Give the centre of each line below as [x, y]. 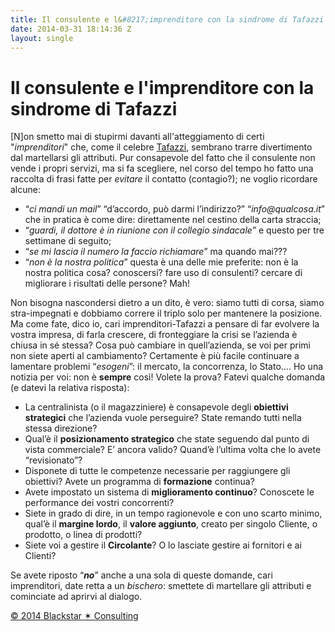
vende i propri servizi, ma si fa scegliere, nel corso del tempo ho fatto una [162, 168]
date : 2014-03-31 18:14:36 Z [71, 29]
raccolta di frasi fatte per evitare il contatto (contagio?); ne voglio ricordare [164, 179]
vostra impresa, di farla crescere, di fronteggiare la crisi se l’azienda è [154, 335]
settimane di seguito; [68, 241]
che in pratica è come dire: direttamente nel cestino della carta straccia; [173, 220]
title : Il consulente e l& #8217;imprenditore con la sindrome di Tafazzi [167, 19]
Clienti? [40, 556]
